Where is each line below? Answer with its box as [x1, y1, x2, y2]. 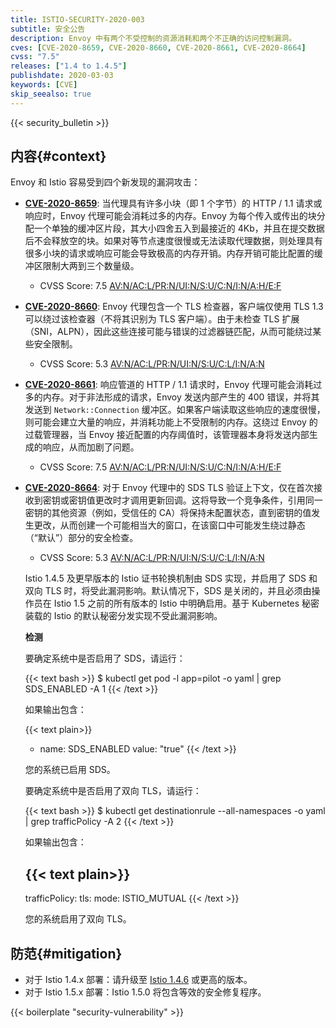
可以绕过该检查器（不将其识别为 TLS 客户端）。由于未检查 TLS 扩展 [24, 313, 300, 325]
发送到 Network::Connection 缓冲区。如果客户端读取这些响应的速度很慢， [24, 404, 326, 416]
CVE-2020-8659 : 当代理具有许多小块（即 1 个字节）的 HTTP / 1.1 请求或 [24, 197, 323, 210]
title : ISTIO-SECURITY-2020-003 [10, 14, 145, 25]
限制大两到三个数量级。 [42, 260, 140, 272]
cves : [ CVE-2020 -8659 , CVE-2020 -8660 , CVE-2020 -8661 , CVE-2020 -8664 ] [10, 42, 307, 53]
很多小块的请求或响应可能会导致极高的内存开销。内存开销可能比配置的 [24, 247, 315, 260]
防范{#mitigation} [10, 945, 123, 962]
